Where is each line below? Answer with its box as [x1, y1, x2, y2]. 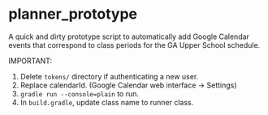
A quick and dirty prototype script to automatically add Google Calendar [8, 32, 250, 41]
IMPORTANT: [8, 56, 53, 66]
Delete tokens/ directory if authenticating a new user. [19, 71, 199, 81]
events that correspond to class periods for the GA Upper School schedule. [8, 40, 261, 49]
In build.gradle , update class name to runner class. [19, 97, 194, 107]
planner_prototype [8, 5, 138, 23]
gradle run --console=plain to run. [19, 88, 140, 98]
